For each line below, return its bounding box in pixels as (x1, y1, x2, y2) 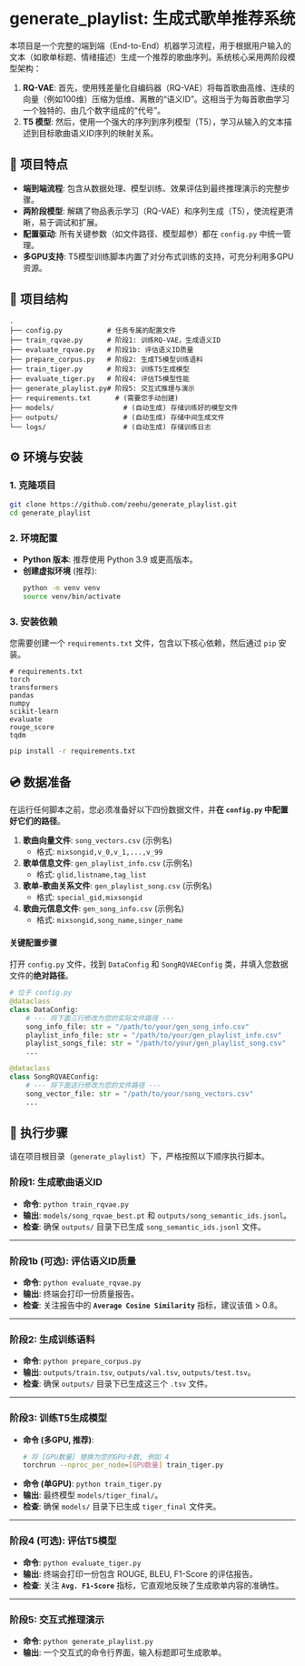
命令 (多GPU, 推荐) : (22, 1434, 94, 1445)
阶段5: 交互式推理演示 (9, 1613, 104, 1626)
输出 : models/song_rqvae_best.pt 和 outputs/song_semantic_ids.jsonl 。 (22, 1209, 292, 1220)
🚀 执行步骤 (9, 1125, 68, 1140)
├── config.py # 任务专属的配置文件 (9, 326, 177, 335)
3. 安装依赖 (9, 615, 58, 627)
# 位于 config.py (9, 989, 73, 998)
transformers (9, 683, 59, 692)
